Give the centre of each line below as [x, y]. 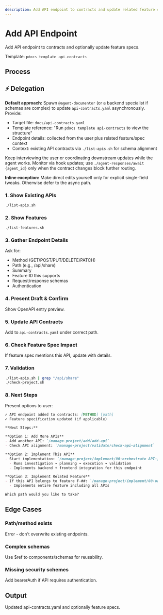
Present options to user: [29, 405]
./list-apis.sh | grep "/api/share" [42, 378]
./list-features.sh [25, 228]
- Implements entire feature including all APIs [59, 486]
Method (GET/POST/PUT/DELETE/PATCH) [54, 260]
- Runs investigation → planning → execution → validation [70, 463]
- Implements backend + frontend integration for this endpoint [76, 468]
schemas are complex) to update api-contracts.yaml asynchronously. [75, 108]
